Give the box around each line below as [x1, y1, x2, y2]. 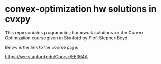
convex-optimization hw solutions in [5, 3, 157, 15]
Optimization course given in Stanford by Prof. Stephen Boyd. [5, 35, 129, 41]
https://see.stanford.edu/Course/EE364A [5, 53, 88, 59]
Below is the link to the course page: [5, 44, 79, 50]
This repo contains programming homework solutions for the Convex [5, 30, 144, 35]
